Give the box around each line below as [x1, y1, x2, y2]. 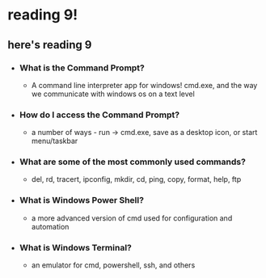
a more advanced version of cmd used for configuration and [31, 213, 233, 223]
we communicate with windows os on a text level [31, 89, 195, 99]
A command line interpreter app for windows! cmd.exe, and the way [31, 80, 258, 90]
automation [31, 221, 70, 231]
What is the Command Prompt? [19, 62, 145, 74]
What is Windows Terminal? [19, 242, 133, 253]
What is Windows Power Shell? [19, 195, 145, 206]
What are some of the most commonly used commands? [19, 156, 246, 167]
